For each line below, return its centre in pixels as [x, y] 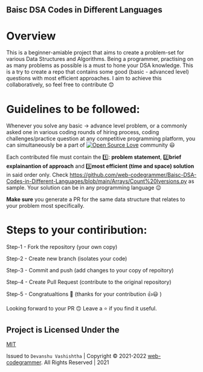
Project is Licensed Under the [63, 329]
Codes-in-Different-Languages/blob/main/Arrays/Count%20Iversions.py [97, 181]
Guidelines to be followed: [73, 109]
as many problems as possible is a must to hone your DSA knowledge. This [100, 65]
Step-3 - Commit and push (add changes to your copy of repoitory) [90, 271]
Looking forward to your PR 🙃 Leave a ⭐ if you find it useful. [82, 309]
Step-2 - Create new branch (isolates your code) [67, 258]
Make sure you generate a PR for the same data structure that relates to [96, 199]
